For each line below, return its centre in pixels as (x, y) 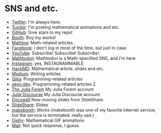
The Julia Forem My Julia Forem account (52, 89)
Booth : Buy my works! (34, 38)
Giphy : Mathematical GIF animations (48, 120)
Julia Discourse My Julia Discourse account (56, 94)
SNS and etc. (31, 9)
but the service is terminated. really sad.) (53, 115)
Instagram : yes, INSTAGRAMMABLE (48, 63)
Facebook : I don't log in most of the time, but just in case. (69, 48)
